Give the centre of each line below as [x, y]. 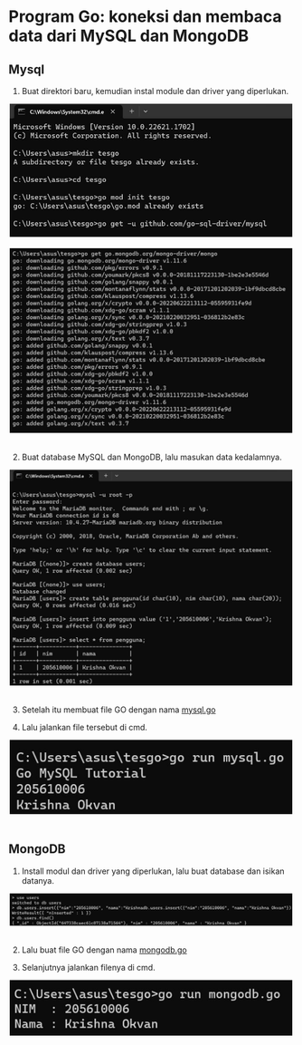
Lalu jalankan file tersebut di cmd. [85, 727]
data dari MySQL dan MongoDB [129, 36]
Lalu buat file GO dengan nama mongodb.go [104, 950]
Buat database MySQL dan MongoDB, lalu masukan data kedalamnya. [151, 457]
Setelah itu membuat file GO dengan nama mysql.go [118, 710]
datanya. [38, 880]
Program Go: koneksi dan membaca [145, 17]
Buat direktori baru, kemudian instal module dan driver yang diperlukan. [155, 91]
